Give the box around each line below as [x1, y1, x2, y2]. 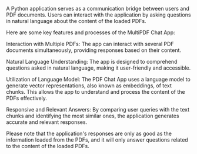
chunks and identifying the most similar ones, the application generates [6, 112, 179, 119]
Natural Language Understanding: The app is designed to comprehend [6, 58, 178, 65]
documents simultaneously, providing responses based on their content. [6, 47, 181, 54]
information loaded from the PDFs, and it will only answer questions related [6, 136, 188, 143]
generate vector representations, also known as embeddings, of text [6, 82, 172, 89]
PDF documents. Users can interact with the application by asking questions [6, 11, 191, 18]
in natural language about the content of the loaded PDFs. [6, 18, 146, 24]
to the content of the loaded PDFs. [6, 143, 90, 149]
